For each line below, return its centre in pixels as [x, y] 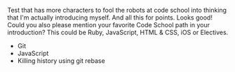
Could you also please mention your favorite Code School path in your [109, 25]
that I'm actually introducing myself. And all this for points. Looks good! [110, 17]
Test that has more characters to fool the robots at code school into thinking [117, 10]
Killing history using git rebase [61, 61]
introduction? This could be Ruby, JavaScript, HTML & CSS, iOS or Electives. [118, 32]
